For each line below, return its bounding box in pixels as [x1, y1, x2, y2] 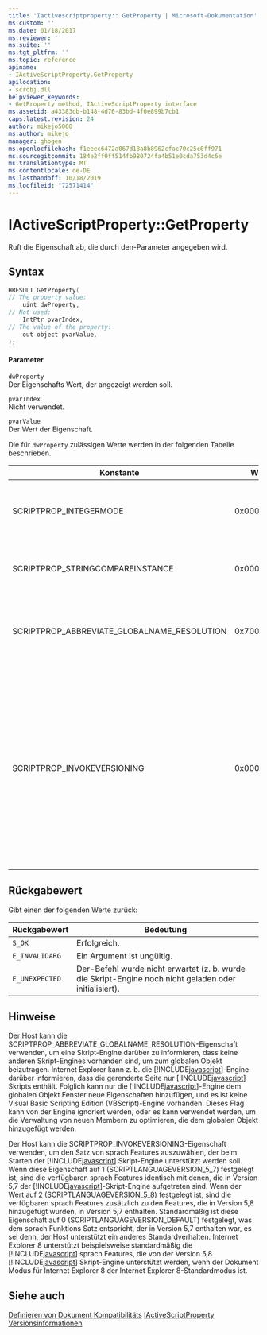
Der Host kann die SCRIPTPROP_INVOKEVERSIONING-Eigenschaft [8, 1140, 226, 1149]
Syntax [8, 265, 44, 279]
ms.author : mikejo [8, 130, 69, 137]
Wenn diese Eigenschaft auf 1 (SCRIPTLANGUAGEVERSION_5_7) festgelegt [8, 1165, 254, 1174]
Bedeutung [144, 923, 188, 934]
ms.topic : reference [8, 56, 77, 64]
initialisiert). [76, 983, 120, 994]
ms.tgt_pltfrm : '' [8, 48, 69, 56]
